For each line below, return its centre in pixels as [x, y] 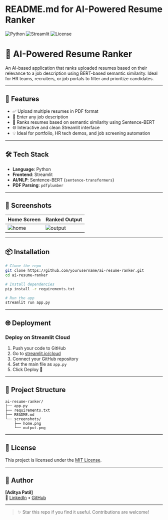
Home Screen [24, 220]
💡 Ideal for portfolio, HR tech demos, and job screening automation [81, 133]
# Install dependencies [30, 284]
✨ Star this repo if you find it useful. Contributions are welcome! [83, 512]
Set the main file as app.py [39, 364]
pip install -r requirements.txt [40, 289]
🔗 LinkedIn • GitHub [26, 498]
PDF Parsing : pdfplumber [38, 185]
